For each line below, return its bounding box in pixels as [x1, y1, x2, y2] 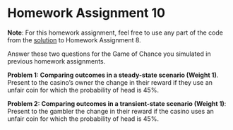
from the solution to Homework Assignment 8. [7, 35, 141, 44]
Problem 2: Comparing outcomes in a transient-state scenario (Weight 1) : [7, 99, 227, 107]
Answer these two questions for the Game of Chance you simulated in [7, 49, 211, 58]
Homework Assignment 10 [7, 5, 166, 21]
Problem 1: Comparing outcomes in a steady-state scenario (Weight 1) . [7, 71, 219, 79]
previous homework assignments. [7, 57, 106, 65]
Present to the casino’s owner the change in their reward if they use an [7, 78, 213, 86]
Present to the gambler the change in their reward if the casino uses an [7, 107, 214, 115]
